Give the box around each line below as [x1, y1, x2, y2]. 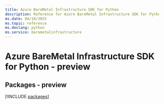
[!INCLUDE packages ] [5, 94, 49, 99]
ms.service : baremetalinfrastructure [5, 30, 82, 35]
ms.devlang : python [5, 25, 45, 30]
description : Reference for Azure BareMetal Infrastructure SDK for [5, 12, 147, 17]
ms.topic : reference [5, 21, 47, 26]
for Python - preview [5, 62, 90, 72]
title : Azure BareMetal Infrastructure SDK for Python [5, 7, 119, 12]
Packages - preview [5, 81, 67, 89]
